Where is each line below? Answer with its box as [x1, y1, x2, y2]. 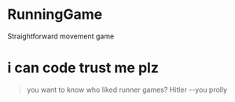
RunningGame [7, 5, 103, 24]
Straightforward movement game [7, 31, 115, 41]
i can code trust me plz [7, 59, 159, 77]
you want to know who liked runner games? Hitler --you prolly [26, 85, 228, 94]
